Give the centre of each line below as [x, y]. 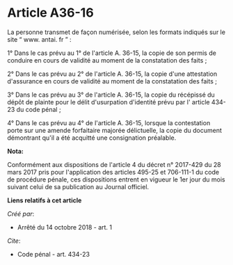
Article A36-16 [50, 13]
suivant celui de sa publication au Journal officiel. [78, 186]
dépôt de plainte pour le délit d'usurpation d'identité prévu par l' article [109, 102]
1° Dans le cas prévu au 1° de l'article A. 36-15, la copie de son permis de [112, 53]
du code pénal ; [39, 109]
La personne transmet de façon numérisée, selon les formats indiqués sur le [116, 32]
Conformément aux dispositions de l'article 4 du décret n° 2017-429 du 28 [114, 164]
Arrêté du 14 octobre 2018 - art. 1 [65, 227]
